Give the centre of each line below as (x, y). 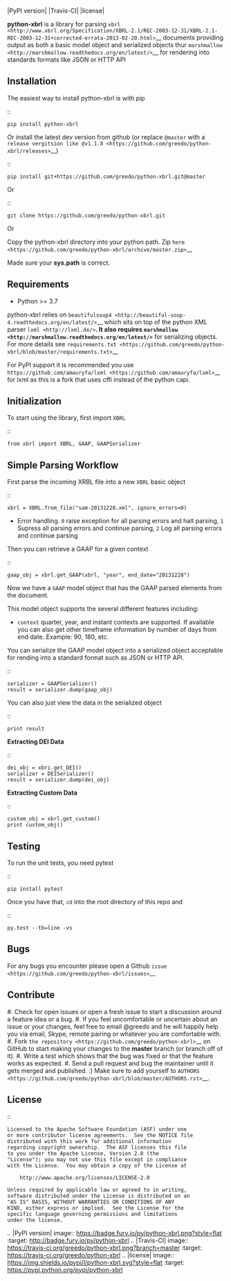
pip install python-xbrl (43, 124)
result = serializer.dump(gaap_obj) (60, 690)
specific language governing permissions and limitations (92, 1214)
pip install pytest (35, 889)
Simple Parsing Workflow (63, 465)
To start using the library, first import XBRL (66, 418)
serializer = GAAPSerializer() (52, 684)
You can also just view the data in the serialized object (85, 703)
